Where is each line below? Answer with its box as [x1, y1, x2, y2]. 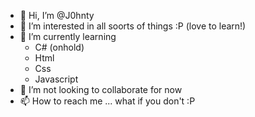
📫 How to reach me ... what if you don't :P [19, 95, 196, 107]
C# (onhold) [34, 41, 85, 53]
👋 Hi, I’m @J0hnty [19, 10, 95, 21]
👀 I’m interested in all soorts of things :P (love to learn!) [19, 20, 247, 32]
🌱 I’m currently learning [19, 31, 117, 42]
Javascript [34, 73, 79, 85]
